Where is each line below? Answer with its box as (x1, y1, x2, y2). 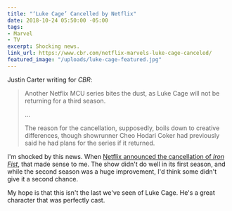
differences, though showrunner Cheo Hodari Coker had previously (24, 131, 220, 139)
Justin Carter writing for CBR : (7, 75, 93, 84)
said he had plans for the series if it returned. (24, 139, 155, 147)
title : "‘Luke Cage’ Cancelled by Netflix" (7, 10, 137, 18)
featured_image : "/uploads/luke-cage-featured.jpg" (7, 56, 162, 63)
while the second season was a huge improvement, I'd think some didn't (7, 167, 217, 176)
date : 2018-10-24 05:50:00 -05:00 (7, 17, 109, 24)
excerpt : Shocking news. (7, 43, 80, 50)
